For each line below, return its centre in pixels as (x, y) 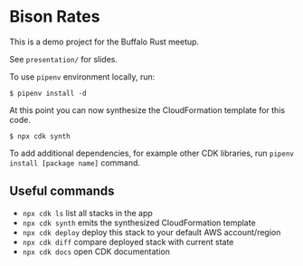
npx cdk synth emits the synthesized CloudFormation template (139, 223)
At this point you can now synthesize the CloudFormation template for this (147, 109)
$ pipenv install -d (48, 93)
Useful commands (62, 191)
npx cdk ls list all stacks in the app (88, 213)
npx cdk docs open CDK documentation (96, 252)
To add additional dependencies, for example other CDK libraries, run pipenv (151, 153)
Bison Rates (55, 17)
